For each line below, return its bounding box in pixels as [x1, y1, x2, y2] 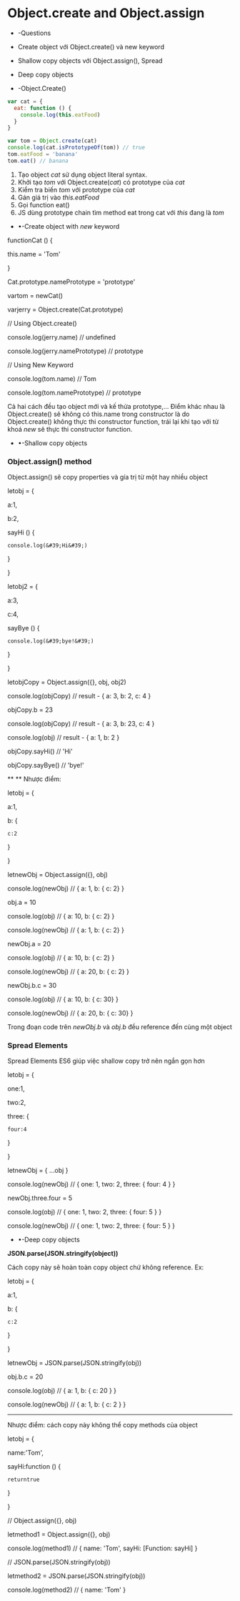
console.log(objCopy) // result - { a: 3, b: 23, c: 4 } [7, 720, 155, 728]
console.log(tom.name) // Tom [7, 374, 96, 383]
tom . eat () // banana [7, 157, 69, 164]
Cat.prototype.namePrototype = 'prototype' [7, 277, 136, 286]
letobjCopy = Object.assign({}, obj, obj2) [7, 678, 126, 687]
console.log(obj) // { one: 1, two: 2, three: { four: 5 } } [7, 1208, 162, 1216]
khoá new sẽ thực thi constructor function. [7, 425, 133, 433]
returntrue [7, 1476, 40, 1484]
